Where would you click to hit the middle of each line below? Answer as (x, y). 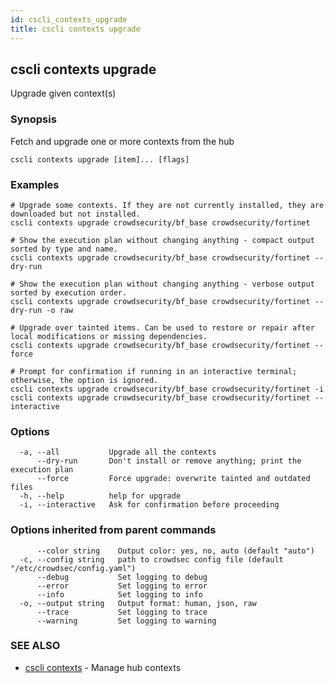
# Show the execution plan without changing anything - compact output (162, 240)
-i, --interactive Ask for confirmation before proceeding (149, 505)
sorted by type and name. (64, 249)
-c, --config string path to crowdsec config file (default (151, 559)
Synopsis (33, 119)
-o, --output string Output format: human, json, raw (138, 603)
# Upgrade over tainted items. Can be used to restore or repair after (162, 327)
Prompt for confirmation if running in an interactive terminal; (158, 371)
